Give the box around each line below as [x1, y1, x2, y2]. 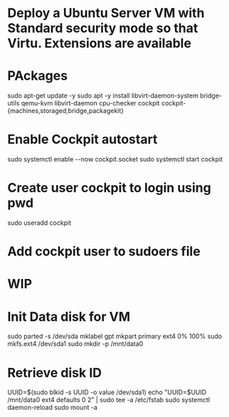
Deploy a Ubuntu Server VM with [7, 5, 205, 21]
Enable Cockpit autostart [7, 132, 158, 147]
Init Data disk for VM [7, 308, 131, 324]
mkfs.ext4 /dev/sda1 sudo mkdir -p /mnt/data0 [7, 339, 144, 348]
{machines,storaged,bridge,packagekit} [7, 107, 124, 115]
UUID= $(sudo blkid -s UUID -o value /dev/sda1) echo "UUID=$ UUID [7, 388, 207, 396]
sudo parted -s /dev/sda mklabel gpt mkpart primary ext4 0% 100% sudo [7, 332, 223, 341]
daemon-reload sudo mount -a [7, 403, 98, 412]
